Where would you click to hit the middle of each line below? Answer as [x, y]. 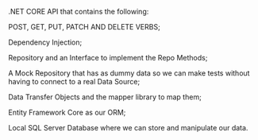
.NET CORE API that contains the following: [79, 12]
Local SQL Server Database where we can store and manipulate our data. [128, 128]
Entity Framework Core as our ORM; [67, 112]
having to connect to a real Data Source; [74, 82]
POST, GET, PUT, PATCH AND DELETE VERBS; [84, 27]
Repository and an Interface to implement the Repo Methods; [108, 58]
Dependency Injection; [45, 42]
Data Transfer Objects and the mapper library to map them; [105, 97]
